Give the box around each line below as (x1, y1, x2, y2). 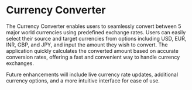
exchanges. (6, 59, 34, 67)
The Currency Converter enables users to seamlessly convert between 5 (6, 23, 181, 30)
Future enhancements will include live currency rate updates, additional (6, 71, 179, 78)
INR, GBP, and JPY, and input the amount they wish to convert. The (6, 41, 168, 48)
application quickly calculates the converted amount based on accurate (6, 47, 179, 54)
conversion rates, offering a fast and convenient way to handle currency (6, 53, 180, 60)
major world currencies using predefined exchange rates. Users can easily (6, 28, 186, 35)
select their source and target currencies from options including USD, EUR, (6, 35, 187, 42)
